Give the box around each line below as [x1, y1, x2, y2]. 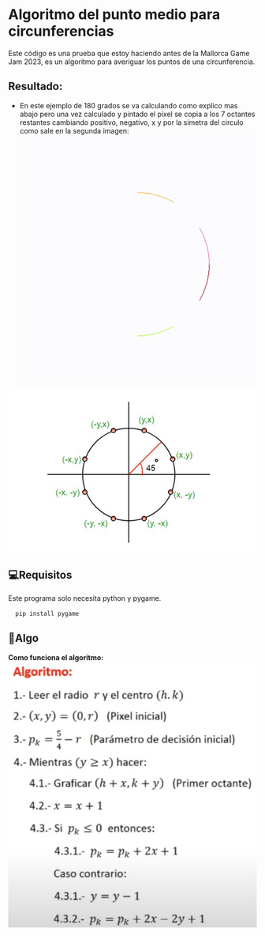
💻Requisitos [8, 568, 73, 582]
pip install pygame [15, 610, 80, 617]
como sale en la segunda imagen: [19, 126, 129, 135]
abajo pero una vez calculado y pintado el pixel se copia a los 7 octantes [19, 109, 256, 119]
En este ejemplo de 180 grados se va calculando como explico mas [19, 100, 238, 110]
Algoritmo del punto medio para [8, 6, 221, 24]
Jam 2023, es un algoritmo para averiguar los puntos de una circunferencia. [8, 57, 256, 66]
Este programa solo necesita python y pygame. [8, 593, 162, 602]
